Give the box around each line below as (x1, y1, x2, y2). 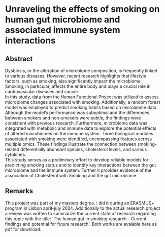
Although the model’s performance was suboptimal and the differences (5, 110, 150, 116)
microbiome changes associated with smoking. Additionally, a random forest (5, 99, 160, 105)
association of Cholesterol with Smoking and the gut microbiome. (5, 173, 138, 178)
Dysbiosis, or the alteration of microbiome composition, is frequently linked (5, 68, 158, 74)
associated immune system (5, 25, 121, 36)
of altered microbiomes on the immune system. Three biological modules (5, 131, 154, 136)
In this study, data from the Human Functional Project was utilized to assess (5, 94, 159, 100)
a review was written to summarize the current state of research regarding (5, 210, 156, 216)
